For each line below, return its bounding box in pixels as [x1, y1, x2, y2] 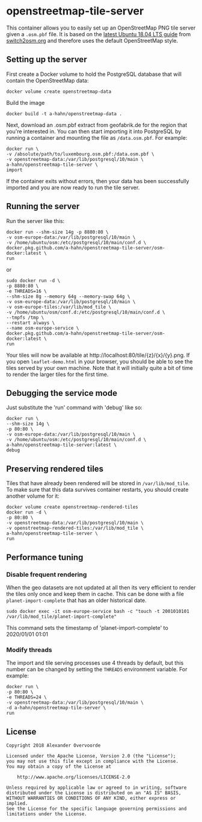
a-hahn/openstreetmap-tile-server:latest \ [6, 442, 117, 448]
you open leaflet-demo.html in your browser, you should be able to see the [6, 357, 193, 365]
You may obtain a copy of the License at [6, 764, 112, 770]
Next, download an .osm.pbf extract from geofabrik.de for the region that [6, 121, 188, 128]
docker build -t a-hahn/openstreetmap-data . [6, 110, 122, 117]
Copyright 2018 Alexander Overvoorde [6, 742, 101, 748]
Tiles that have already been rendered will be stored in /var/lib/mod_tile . [6, 480, 190, 487]
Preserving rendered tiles [6, 463, 104, 474]
